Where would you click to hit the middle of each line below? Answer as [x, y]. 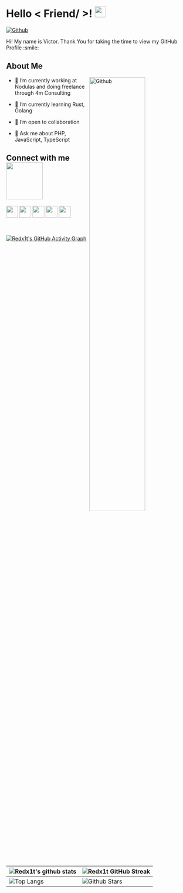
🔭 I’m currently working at [46, 80]
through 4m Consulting [43, 93]
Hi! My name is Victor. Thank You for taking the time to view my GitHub [92, 41]
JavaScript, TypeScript [42, 139]
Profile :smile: [23, 48]
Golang [23, 110]
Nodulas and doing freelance [50, 86]
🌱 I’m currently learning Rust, [50, 104]
